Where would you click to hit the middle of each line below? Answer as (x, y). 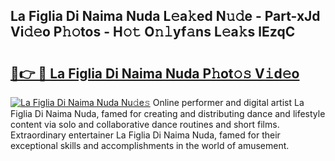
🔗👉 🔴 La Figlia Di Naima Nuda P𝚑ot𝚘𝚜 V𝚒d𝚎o (155, 73)
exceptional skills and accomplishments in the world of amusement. (150, 145)
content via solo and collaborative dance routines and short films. (145, 124)
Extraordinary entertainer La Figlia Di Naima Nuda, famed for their (145, 135)
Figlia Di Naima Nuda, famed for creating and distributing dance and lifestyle (168, 113)
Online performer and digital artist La (228, 102)
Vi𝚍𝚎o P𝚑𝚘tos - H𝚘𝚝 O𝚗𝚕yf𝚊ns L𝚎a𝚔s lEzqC (153, 32)
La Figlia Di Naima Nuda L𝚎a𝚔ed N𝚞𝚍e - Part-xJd (165, 16)
